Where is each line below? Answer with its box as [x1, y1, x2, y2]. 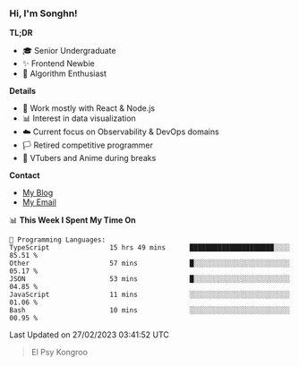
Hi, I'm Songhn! [9, 7, 78, 20]
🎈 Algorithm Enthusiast [21, 68, 107, 79]
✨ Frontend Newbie [21, 58, 96, 69]
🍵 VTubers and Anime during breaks [21, 153, 157, 164]
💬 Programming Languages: [9, 235, 106, 244]
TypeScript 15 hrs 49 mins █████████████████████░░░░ [9, 243, 291, 252]
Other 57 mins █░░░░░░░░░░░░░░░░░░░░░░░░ [9, 259, 291, 268]
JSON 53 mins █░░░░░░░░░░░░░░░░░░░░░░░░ [9, 275, 291, 284]
